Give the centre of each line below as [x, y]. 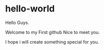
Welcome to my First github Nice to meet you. [53, 32]
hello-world [30, 9]
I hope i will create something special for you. [52, 42]
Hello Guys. [17, 22]
